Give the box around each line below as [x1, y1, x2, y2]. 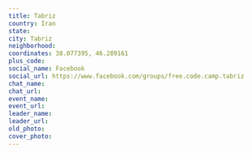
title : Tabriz [8, 11, 57, 20]
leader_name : [8, 110, 53, 118]
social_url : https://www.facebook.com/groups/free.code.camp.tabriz [8, 72, 245, 80]
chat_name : [8, 79, 45, 87]
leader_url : [8, 117, 49, 125]
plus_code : [8, 57, 45, 66]
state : [8, 27, 31, 35]
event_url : [8, 102, 45, 110]
